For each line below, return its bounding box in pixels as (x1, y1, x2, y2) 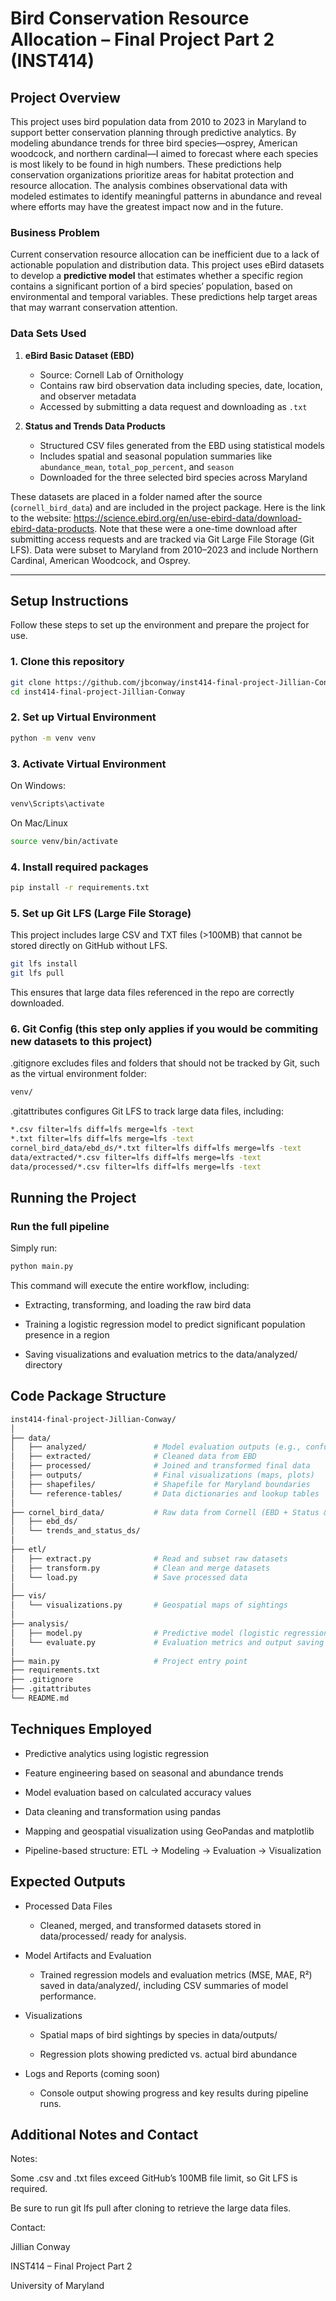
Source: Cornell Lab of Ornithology (39, 368, 184, 381)
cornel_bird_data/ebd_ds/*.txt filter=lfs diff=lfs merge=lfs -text (10, 1143, 302, 1153)
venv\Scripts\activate (10, 798, 105, 809)
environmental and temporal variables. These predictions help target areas (10, 291, 318, 303)
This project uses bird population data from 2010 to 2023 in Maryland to (10, 116, 307, 127)
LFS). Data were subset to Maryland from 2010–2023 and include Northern (10, 543, 319, 556)
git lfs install (10, 959, 78, 969)
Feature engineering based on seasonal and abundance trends (24, 1767, 284, 1779)
